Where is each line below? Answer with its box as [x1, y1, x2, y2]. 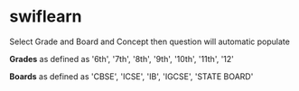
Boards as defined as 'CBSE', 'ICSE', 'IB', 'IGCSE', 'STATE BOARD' [9, 70, 254, 82]
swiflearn [9, 6, 83, 27]
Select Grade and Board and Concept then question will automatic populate [9, 36, 291, 47]
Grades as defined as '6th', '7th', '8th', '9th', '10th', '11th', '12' [9, 53, 235, 64]
